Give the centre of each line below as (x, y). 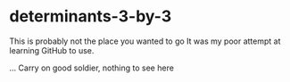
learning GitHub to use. (52, 50)
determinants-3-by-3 (91, 16)
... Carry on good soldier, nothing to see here (91, 68)
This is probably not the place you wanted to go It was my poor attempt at (145, 41)
